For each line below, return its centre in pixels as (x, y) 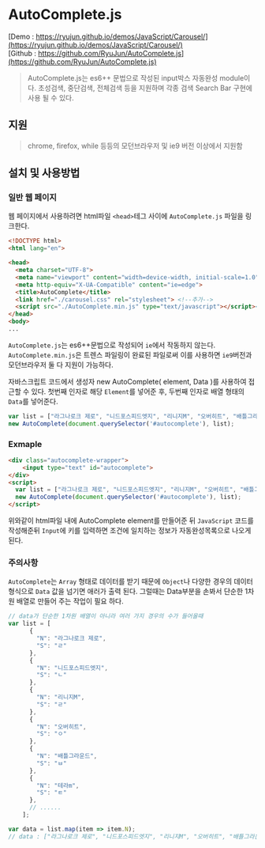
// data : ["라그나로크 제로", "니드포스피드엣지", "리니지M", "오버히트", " (121, 836)
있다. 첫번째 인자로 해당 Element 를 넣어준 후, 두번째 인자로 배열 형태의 (138, 391)
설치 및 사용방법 (44, 173)
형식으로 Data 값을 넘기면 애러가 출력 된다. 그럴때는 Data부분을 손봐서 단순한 (126, 592)
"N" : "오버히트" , (62, 727)
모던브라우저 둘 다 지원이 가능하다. (61, 365)
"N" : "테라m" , (58, 786)
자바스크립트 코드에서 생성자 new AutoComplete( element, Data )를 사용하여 (127, 381)
